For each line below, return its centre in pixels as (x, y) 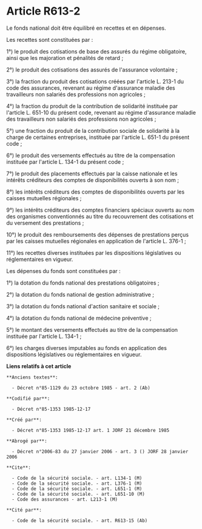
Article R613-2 (43, 11)
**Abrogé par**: (27, 441)
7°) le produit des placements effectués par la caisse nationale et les (92, 174)
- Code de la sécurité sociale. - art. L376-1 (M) (77, 484)
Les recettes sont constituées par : (50, 39)
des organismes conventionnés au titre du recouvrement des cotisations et (100, 216)
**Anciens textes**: (32, 377)
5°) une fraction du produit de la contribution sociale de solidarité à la (93, 130)
